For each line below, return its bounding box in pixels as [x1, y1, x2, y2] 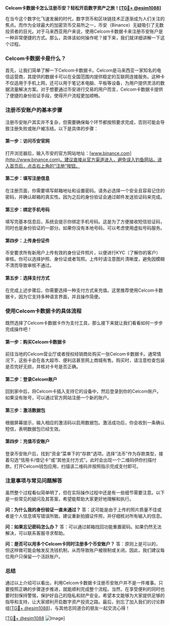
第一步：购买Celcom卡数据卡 [5, 339, 67, 345]
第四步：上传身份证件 [5, 238, 50, 244]
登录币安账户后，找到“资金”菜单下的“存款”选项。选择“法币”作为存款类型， [5, 450, 159, 456]
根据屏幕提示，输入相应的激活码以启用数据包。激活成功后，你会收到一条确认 [5, 419, 165, 425]
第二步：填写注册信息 [5, 175, 50, 181]
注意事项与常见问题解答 [5, 477, 62, 484]
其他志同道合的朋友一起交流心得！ [59, 605, 130, 611]
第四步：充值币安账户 [5, 438, 50, 445]
